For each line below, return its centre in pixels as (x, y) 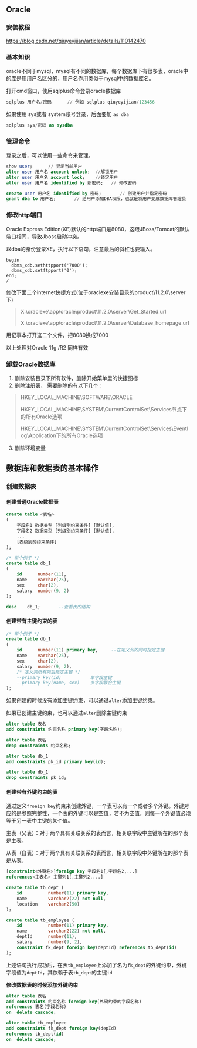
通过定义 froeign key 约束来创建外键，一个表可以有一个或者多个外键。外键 (95, 806)
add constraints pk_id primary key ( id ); (56, 761)
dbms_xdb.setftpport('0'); (44, 270)
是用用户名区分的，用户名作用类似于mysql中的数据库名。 (85, 78)
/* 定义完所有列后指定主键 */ (49, 672)
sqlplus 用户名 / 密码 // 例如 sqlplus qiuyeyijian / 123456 (81, 102)
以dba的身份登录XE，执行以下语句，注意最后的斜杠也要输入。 (81, 249)
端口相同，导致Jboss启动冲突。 (44, 236)
